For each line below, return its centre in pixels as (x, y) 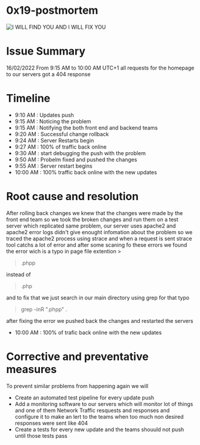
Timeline (28, 99)
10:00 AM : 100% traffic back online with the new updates (86, 172)
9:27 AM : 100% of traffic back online (61, 147)
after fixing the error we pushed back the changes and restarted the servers (100, 320)
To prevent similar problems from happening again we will (77, 386)
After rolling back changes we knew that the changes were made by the (95, 213)
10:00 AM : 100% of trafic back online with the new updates (88, 332)
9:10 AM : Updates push (44, 115)
